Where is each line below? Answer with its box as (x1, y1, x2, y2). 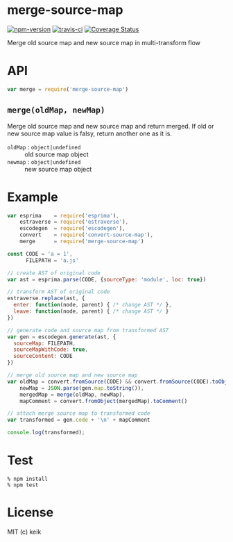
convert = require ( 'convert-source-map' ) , (19, 231, 154, 238)
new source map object (24, 165, 92, 173)
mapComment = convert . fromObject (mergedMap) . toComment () (19, 397, 188, 404)
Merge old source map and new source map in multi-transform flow (7, 38, 201, 47)
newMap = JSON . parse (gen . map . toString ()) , (19, 384, 144, 391)
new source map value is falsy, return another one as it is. (7, 129, 172, 138)
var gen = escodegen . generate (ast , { (7, 333, 116, 340)
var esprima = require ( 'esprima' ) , (7, 212, 119, 219)
